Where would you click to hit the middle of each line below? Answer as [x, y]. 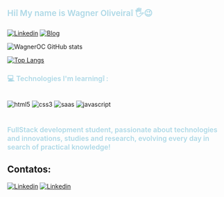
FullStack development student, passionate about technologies [112, 130]
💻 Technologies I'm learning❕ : [58, 78]
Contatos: [29, 170]
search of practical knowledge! [59, 147]
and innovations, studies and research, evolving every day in [109, 138]
